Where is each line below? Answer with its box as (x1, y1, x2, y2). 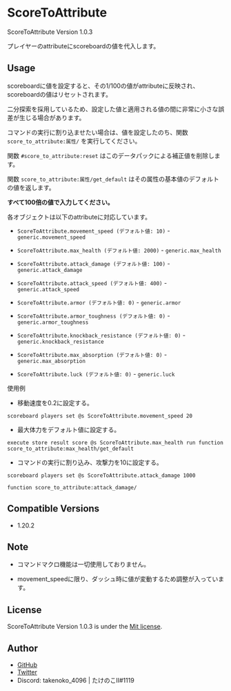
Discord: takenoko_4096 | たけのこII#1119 (17, 677, 134, 684)
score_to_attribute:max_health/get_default (7, 445, 134, 452)
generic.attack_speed (17, 286, 79, 293)
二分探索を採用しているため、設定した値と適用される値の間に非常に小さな (7, 105, 219, 113)
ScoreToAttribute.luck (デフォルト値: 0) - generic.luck (17, 369, 175, 378)
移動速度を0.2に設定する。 (17, 398, 93, 407)
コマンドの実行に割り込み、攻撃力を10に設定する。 (17, 458, 163, 467)
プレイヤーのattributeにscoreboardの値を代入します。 (7, 41, 160, 50)
